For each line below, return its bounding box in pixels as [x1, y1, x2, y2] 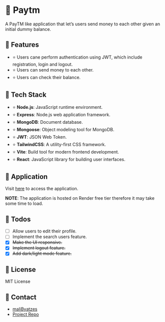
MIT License [5, 278, 31, 285]
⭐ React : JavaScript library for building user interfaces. [12, 156, 126, 162]
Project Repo [12, 312, 39, 318]
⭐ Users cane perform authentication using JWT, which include [12, 54, 143, 60]
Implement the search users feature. [12, 234, 87, 240]
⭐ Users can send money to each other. [12, 67, 94, 73]
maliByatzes [12, 306, 38, 312]
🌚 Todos [5, 215, 31, 223]
